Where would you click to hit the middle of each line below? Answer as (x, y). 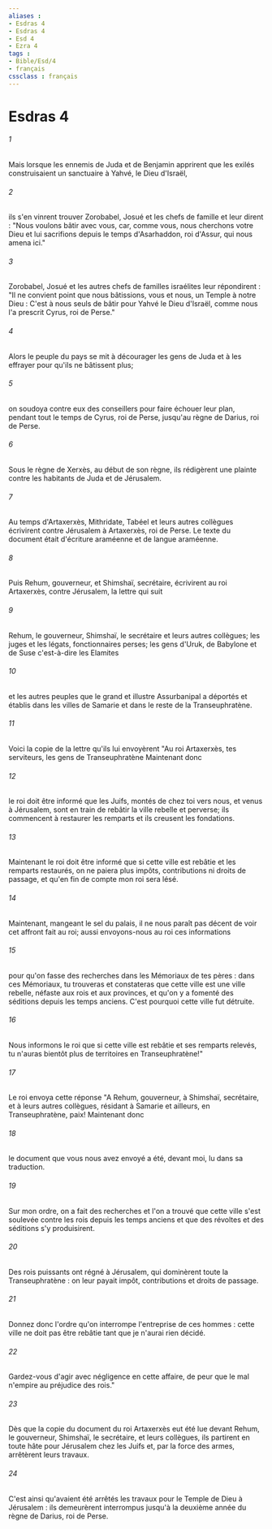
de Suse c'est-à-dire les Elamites (64, 652)
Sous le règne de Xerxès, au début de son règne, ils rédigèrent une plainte (133, 470)
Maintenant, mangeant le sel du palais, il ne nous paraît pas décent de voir (133, 923)
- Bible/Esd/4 (32, 62)
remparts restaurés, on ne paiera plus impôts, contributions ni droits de (127, 870)
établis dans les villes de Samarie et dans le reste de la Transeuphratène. (131, 705)
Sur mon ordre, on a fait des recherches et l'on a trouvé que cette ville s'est (135, 1211)
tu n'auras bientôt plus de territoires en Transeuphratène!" (106, 1054)
